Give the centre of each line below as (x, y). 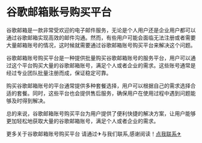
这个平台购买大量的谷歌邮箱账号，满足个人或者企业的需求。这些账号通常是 (103, 65)
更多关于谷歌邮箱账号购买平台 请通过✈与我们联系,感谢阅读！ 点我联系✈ (94, 133)
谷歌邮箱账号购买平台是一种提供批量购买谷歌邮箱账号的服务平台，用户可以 (98, 58)
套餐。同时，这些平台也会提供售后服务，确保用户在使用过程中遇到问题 (103, 93)
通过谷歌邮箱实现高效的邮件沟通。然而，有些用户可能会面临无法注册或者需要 (101, 37)
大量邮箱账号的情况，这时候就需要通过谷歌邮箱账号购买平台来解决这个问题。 (101, 45)
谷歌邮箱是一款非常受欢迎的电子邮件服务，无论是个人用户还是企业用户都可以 (101, 30)
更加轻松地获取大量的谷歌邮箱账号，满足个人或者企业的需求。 (83, 121)
